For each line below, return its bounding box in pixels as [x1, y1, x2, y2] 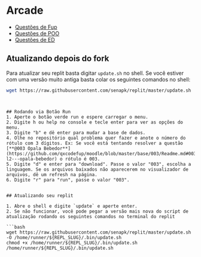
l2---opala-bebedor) [6, 156, 58, 162]
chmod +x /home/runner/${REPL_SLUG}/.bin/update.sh [6, 240, 138, 246]
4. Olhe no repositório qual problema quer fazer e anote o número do [6, 135, 186, 141]
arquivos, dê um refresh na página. [6, 171, 98, 177]
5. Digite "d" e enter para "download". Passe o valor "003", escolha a [6, 161, 191, 167]
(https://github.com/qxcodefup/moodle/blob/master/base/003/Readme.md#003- [6, 150, 199, 156]
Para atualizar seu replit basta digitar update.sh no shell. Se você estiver [6, 69, 184, 77]
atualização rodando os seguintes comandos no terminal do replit [6, 213, 175, 219]
